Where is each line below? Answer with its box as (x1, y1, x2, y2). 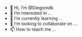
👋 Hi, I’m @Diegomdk (9, 5, 54, 10)
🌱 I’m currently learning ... (9, 15, 63, 21)
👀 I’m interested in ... (9, 10, 52, 16)
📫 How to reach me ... (9, 26, 56, 32)
